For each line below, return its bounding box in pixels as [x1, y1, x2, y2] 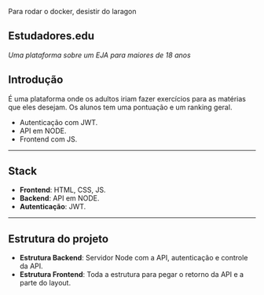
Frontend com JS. [19, 134, 78, 144]
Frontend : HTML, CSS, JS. [19, 185, 106, 195]
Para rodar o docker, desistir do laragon [8, 7, 137, 16]
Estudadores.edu [8, 29, 94, 42]
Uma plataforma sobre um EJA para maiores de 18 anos [8, 50, 191, 60]
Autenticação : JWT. [19, 202, 86, 212]
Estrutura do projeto [8, 232, 108, 245]
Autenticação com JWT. [19, 117, 98, 127]
